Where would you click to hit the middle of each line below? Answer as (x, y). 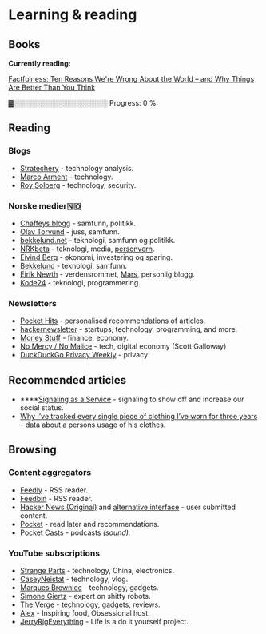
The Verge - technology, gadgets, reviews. (90, 604)
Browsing (33, 450)
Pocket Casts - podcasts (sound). (75, 532)
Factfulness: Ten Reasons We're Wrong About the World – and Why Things (131, 79)
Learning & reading (73, 15)
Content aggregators (50, 473)
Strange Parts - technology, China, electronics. (97, 571)
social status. (42, 408)
